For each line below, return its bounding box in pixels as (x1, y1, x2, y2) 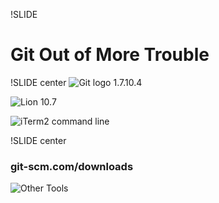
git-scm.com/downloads (10, 159, 134, 173)
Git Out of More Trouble (10, 44, 210, 66)
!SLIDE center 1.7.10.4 (10, 76, 143, 88)
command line (51, 115, 110, 127)
